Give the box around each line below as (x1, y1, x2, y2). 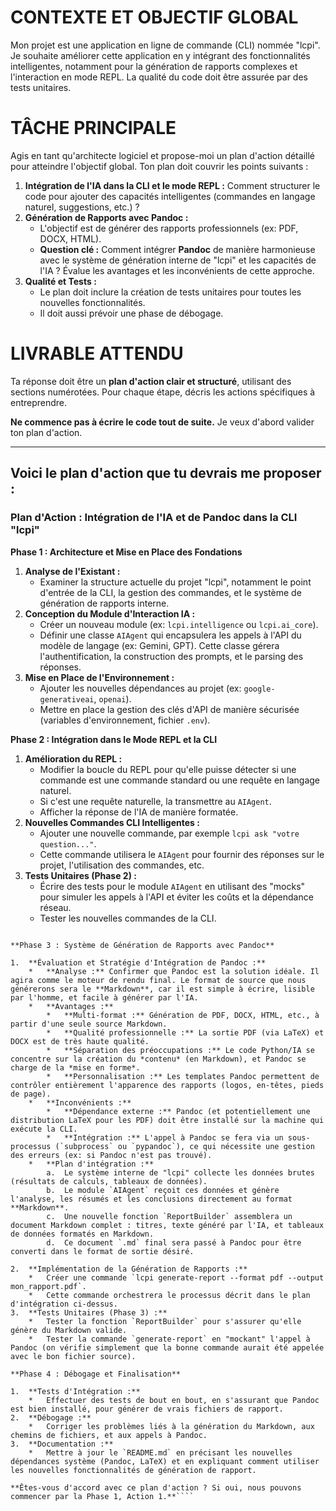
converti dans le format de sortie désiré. (10, 1246, 195, 1256)
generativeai (39, 694, 95, 705)
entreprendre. (10, 396, 68, 408)
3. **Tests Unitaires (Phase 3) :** (10, 1307, 168, 1318)
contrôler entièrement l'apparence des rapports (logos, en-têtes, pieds (10, 1080, 325, 1090)
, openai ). (93, 692, 132, 705)
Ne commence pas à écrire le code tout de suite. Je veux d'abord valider (10, 416, 315, 428)
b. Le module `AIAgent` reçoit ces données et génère (46, 1185, 280, 1195)
